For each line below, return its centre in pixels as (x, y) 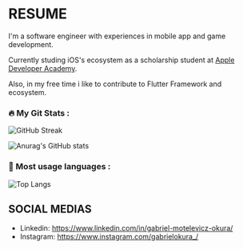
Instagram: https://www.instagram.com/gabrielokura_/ (109, 237)
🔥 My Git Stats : (39, 113)
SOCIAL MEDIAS (50, 209)
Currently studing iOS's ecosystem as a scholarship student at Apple (121, 60)
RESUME (38, 14)
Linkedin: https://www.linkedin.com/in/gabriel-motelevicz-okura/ (126, 228)
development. (31, 44)
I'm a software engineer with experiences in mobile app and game (117, 36)
